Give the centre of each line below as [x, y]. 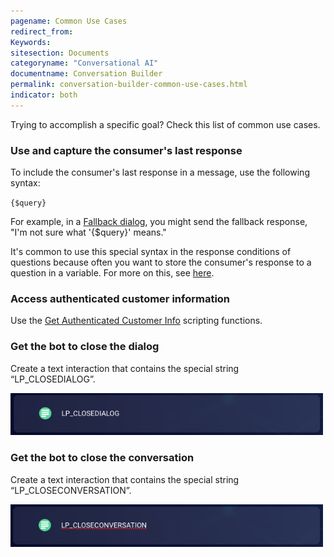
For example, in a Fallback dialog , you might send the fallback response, [159, 222]
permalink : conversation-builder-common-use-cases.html [129, 85]
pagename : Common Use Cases [69, 21]
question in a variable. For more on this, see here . [112, 273]
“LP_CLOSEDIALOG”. [53, 379]
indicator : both [44, 95]
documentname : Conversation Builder [86, 74]
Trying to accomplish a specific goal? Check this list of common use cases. [165, 124]
